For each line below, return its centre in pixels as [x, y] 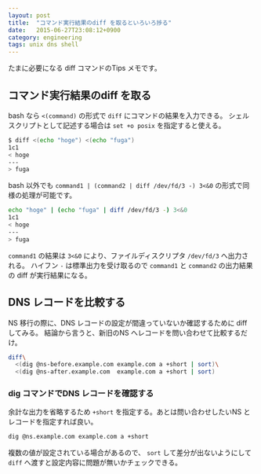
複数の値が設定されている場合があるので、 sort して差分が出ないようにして [130, 453]
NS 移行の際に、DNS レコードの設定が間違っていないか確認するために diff [128, 322]
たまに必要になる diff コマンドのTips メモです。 [85, 68]
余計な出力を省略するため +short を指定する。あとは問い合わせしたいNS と [129, 412]
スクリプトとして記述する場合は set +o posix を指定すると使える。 [117, 125]
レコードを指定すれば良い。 [53, 422]
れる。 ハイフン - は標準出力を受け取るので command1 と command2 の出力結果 [130, 265]
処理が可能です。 [49, 195]
